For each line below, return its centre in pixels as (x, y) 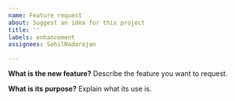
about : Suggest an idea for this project (77, 23)
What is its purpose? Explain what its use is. (80, 89)
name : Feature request (45, 15)
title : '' (24, 30)
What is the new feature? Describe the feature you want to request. (118, 74)
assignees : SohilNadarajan (52, 45)
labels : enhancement (42, 37)
